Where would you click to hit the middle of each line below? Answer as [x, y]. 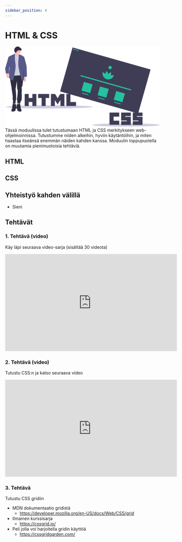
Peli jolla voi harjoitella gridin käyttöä [49, 529]
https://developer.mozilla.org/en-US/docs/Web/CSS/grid [77, 513]
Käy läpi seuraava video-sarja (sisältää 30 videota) [56, 247]
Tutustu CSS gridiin [25, 499]
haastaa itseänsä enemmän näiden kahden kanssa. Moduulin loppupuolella [81, 141]
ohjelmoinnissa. [21, 135]
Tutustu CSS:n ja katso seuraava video [44, 373]
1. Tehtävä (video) [27, 237]
